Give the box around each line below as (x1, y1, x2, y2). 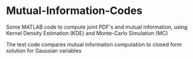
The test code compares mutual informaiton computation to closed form (6, 41, 182, 48)
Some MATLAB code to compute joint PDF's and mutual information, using (6, 23, 188, 30)
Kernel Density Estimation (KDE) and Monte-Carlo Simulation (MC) (6, 29, 168, 36)
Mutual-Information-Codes (6, 4, 143, 18)
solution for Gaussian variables (6, 47, 82, 54)
